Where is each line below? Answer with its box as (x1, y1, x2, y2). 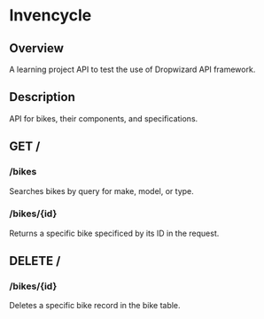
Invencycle (9, 5, 92, 26)
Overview (9, 41, 65, 56)
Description (9, 89, 75, 105)
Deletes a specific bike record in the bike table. (9, 300, 181, 311)
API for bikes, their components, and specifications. (9, 113, 198, 124)
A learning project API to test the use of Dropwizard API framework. (9, 64, 256, 74)
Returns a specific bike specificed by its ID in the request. (9, 228, 220, 238)
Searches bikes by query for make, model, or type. (9, 185, 195, 196)
